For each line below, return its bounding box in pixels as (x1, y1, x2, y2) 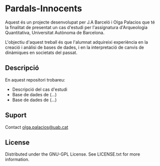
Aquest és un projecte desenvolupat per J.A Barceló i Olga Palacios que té (5, 19, 155, 25)
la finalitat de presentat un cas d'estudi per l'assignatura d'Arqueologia (5, 24, 148, 30)
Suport (5, 111, 27, 119)
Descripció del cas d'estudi (12, 86, 68, 92)
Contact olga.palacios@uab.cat (5, 124, 69, 130)
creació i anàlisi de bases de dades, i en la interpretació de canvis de (5, 44, 144, 50)
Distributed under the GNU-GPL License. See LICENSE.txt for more (5, 151, 140, 157)
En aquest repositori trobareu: (5, 77, 66, 83)
